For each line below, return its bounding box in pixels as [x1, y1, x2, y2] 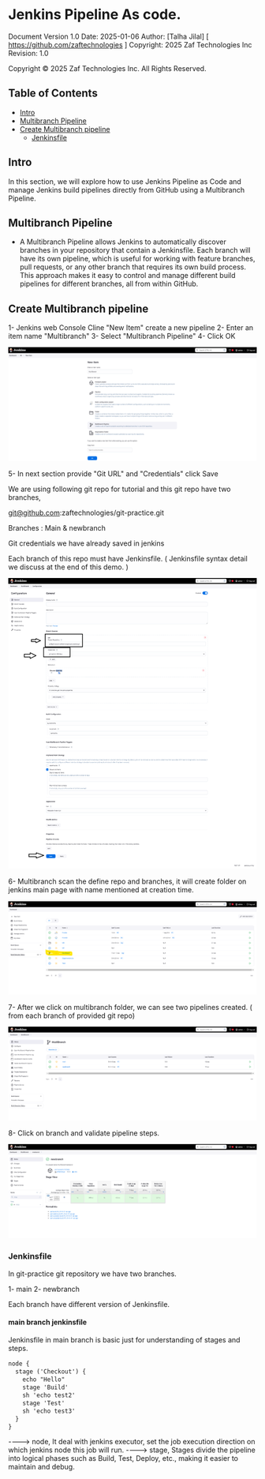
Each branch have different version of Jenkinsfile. [8, 1299, 170, 1308]
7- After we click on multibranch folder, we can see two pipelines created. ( [8, 1002, 252, 1012]
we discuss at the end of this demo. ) [8, 562, 129, 572]
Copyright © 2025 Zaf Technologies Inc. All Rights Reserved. [8, 63, 207, 73]
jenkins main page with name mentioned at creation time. [8, 884, 195, 894]
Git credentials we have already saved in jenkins [8, 539, 165, 548]
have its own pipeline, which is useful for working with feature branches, [19, 254, 256, 264]
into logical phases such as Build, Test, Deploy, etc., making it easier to [8, 1453, 239, 1462]
